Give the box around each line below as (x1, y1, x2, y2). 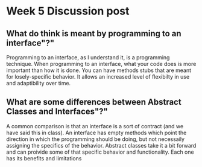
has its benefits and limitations (6, 154, 82, 162)
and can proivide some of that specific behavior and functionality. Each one (6, 148, 194, 156)
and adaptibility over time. (6, 80, 71, 87)
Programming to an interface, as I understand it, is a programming (6, 54, 170, 61)
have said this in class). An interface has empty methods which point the (6, 129, 187, 136)
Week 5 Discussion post (6, 4, 130, 18)
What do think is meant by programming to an (6, 28, 182, 39)
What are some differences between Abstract (6, 97, 182, 107)
